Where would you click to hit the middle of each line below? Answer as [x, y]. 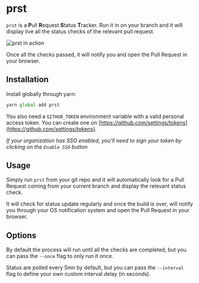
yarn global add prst [33, 105]
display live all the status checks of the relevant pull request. [80, 31]
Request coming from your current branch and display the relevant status [96, 186]
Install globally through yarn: [41, 94]
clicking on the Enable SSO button [47, 147]
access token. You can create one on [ [53, 122]
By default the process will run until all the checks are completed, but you [96, 250]
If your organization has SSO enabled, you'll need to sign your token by [94, 140]
